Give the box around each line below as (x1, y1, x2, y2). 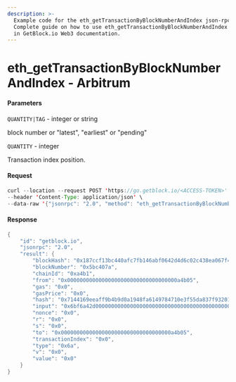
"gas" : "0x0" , (32, 283, 74, 291)
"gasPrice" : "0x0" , (32, 290, 90, 297)
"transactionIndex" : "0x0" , (32, 336, 114, 343)
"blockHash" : (32, 257, 71, 265)
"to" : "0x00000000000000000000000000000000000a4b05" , (32, 329, 193, 336)
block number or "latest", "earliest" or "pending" (7, 128, 147, 136)
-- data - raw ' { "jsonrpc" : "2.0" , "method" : (7, 200, 133, 208)
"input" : (32, 303, 58, 310)
